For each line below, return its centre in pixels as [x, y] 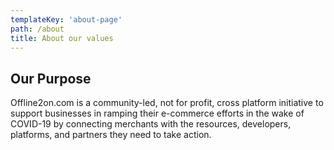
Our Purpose [51, 78]
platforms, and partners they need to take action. [111, 135]
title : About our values [62, 38]
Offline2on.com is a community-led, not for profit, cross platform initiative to [167, 103]
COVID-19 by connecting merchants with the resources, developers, [151, 124]
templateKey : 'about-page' [66, 19]
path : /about [37, 29]
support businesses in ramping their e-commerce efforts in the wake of [157, 113]
